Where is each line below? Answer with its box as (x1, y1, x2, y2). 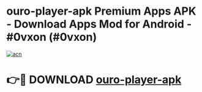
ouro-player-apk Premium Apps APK (6, 4, 196, 18)
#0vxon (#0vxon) (6, 30, 97, 44)
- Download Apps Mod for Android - (6, 17, 192, 31)
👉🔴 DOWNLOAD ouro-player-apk (6, 73, 182, 87)
